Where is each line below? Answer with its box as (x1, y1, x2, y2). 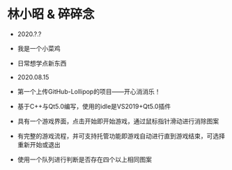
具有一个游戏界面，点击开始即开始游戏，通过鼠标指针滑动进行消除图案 (17, 116, 219, 125)
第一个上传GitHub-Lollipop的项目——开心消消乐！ (17, 87, 161, 95)
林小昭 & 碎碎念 (7, 6, 95, 22)
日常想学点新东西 (17, 59, 67, 67)
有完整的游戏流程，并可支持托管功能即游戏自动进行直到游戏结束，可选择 (17, 132, 225, 140)
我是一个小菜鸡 (17, 44, 61, 52)
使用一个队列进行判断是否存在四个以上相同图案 (17, 155, 152, 164)
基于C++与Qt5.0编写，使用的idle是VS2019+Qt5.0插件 (17, 102, 171, 110)
